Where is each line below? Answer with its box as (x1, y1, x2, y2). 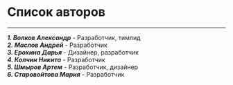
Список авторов (7, 4, 106, 20)
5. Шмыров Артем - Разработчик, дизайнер (7, 63, 139, 71)
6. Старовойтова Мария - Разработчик (7, 70, 125, 78)
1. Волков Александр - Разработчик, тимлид (7, 33, 141, 41)
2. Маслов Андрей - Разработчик (7, 41, 107, 49)
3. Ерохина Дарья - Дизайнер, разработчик (7, 48, 139, 56)
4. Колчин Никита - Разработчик (7, 55, 105, 64)
